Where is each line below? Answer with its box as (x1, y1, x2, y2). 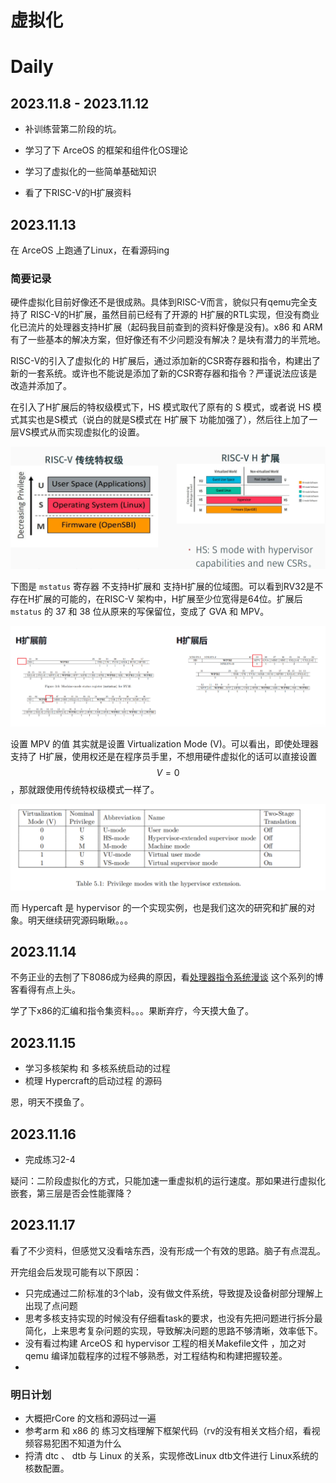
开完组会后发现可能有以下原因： (10, 1266, 142, 1278)
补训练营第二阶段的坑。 (24, 123, 122, 135)
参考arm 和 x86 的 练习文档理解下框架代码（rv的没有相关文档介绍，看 (24, 1425, 312, 1437)
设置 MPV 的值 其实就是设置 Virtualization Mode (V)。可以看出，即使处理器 (10, 738, 319, 750)
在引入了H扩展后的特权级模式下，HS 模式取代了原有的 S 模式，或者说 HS (10, 401, 311, 413)
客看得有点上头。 (10, 984, 81, 996)
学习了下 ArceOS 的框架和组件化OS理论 (24, 144, 188, 156)
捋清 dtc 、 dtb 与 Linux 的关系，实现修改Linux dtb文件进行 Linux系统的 (24, 1450, 319, 1462)
